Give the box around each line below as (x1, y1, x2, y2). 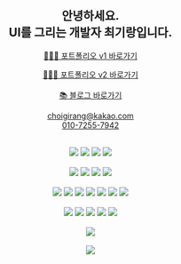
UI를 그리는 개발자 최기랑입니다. (8, 25, 173, 40)
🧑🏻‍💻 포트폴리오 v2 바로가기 (43, 69, 138, 80)
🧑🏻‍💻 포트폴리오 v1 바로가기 (43, 50, 138, 60)
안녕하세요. (61, 8, 120, 24)
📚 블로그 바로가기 (59, 90, 122, 100)
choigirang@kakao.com (47, 110, 134, 121)
